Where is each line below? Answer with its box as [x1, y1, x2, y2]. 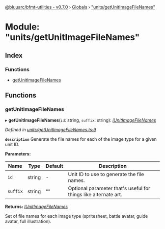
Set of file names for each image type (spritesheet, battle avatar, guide [5, 213, 148, 219]
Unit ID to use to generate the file [68, 171, 144, 178]
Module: [5, 22, 40, 32]
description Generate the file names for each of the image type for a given [5, 136, 157, 142]
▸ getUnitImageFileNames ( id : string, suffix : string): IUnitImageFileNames [5, 117, 156, 123]
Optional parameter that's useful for [68, 185, 151, 192]
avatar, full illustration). [5, 218, 52, 224]
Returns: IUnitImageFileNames [5, 204, 68, 209]
